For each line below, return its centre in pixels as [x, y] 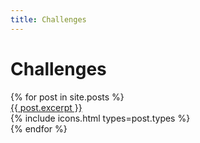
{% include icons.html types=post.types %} [100, 118]
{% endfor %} [39, 128]
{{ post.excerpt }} [46, 107]
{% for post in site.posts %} [67, 97]
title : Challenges [48, 19]
